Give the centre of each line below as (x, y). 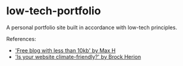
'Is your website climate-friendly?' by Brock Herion (78, 56)
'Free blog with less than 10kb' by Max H (65, 50)
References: (21, 39)
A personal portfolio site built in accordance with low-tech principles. (92, 27)
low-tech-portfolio (54, 11)
